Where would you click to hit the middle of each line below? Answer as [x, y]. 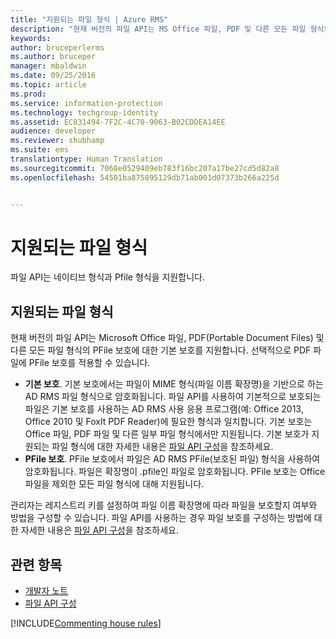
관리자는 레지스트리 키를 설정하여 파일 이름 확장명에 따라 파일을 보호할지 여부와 [164, 505]
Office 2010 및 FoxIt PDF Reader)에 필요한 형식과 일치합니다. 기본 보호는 [168, 422]
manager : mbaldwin [48, 66]
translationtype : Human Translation [86, 159]
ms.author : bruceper [53, 57]
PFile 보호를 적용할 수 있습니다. [89, 363]
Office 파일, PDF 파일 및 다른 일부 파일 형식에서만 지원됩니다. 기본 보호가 [167, 434]
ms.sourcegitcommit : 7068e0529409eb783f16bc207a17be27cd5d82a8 [145, 168]
